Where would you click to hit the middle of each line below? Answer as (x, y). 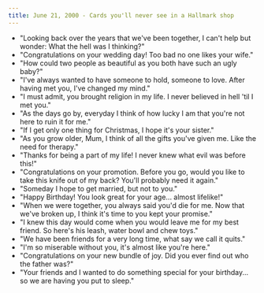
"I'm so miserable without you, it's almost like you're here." (115, 247)
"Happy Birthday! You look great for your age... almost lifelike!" (121, 197)
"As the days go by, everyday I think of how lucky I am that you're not (132, 113)
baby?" (31, 71)
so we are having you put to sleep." (77, 280)
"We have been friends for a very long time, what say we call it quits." (132, 239)
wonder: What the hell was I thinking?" (82, 46)
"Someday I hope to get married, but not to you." (99, 188)
